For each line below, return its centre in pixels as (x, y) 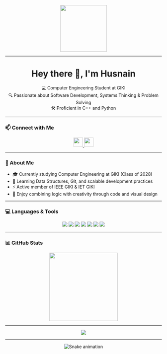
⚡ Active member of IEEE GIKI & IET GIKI (54, 187)
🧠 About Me (20, 163)
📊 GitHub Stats (24, 243)
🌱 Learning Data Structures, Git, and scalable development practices (83, 181)
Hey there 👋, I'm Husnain (83, 74)
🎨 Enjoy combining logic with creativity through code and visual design (85, 194)
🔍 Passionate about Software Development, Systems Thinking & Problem (83, 95)
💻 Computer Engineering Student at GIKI (83, 88)
